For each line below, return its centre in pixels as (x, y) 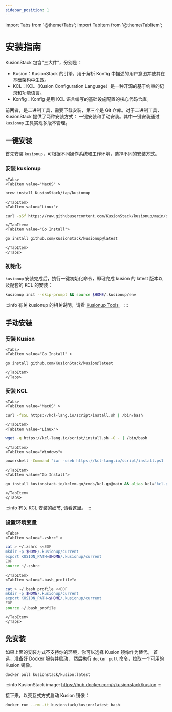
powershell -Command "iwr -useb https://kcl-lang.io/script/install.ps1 (84, 461)
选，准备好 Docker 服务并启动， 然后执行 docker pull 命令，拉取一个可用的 (85, 658)
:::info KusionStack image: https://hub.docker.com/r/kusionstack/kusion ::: (83, 684)
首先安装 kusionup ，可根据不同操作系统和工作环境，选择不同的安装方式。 (82, 154)
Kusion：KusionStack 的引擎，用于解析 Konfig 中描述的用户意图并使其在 (89, 73)
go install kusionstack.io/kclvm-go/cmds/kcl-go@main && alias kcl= (80, 484)
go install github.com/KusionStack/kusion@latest (59, 363)
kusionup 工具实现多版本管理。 (38, 123)
